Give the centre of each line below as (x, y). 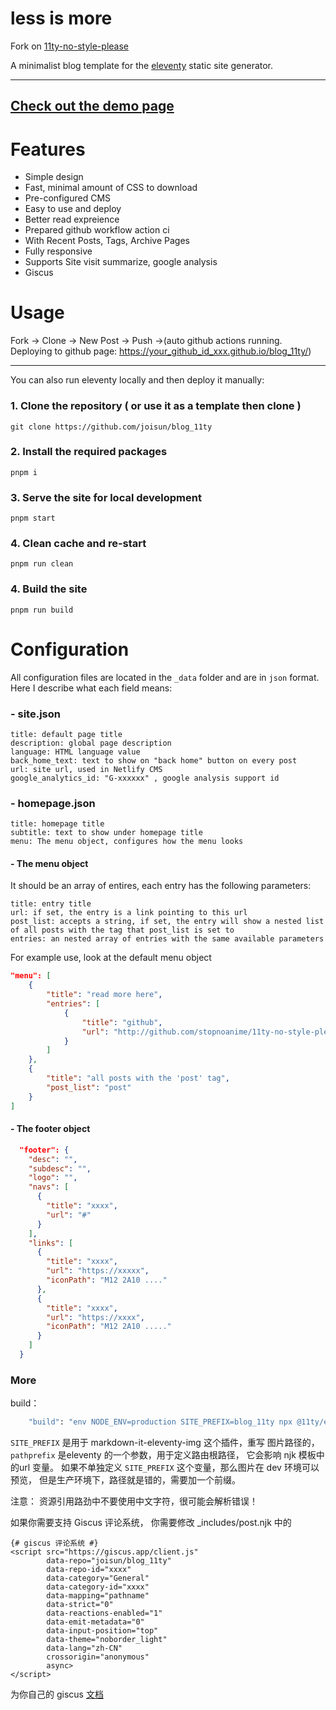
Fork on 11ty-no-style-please (69, 46)
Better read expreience (72, 219)
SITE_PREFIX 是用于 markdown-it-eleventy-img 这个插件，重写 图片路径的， (165, 1443)
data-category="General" (98, 1578)
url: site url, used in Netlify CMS (86, 769)
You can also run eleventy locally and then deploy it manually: (137, 380)
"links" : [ (51, 1243)
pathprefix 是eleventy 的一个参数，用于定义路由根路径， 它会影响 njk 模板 (163, 1455)
